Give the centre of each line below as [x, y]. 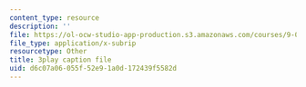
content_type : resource [55, 18]
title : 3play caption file [61, 60]
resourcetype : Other [49, 52]
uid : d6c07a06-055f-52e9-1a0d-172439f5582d [93, 69]
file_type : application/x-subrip [73, 43]
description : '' [40, 26]
